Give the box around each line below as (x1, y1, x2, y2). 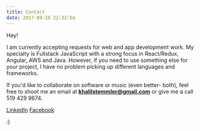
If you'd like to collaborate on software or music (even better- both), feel (6, 81, 189, 89)
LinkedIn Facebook (6, 106, 55, 113)
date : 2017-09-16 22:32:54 (6, 15, 75, 21)
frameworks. (6, 69, 39, 77)
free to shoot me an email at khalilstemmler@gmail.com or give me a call (6, 88, 193, 95)
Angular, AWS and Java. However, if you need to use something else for (6, 56, 188, 64)
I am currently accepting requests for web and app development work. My (6, 43, 194, 51)
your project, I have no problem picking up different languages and (6, 62, 175, 70)
